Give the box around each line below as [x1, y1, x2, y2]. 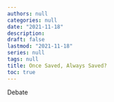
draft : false [7, 36, 45, 43]
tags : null [7, 56, 39, 63]
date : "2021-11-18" [7, 23, 64, 30]
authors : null [7, 10, 49, 17]
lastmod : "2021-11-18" [7, 43, 73, 50]
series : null [7, 50, 45, 57]
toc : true [7, 68, 36, 75]
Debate [7, 88, 28, 96]
